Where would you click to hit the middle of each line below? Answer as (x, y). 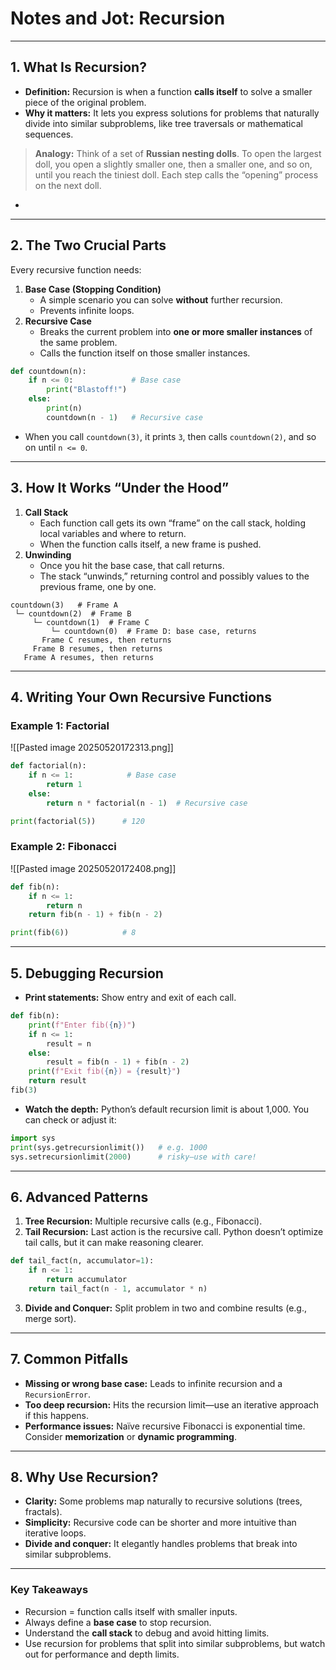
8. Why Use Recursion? (84, 1477)
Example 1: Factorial (60, 725)
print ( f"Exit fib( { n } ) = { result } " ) (105, 1072)
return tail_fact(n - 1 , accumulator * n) (118, 1288)
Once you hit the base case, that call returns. (132, 565)
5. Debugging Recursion (87, 973)
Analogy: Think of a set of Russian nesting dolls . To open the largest (178, 153)
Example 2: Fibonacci (63, 847)
